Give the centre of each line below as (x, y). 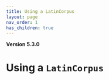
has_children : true (30, 28)
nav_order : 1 (22, 22)
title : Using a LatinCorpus (40, 11)
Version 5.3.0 (23, 44)
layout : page (22, 17)
